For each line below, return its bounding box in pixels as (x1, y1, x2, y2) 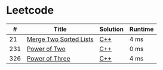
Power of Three (26, 54, 70, 62)
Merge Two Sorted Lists (26, 35, 94, 43)
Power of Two (26, 44, 66, 53)
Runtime (129, 25, 154, 33)
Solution (99, 25, 124, 33)
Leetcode (6, 4, 54, 17)
